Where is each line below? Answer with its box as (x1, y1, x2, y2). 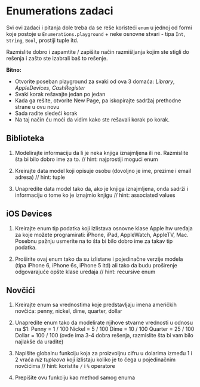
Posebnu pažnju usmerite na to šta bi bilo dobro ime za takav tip (14, 237, 173, 245)
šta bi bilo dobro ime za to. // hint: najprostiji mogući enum (14, 156, 158, 163)
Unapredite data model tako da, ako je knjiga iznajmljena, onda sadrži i (14, 185, 189, 192)
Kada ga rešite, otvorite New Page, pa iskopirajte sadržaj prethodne (14, 97, 181, 104)
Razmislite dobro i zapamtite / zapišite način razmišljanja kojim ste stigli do (6, 48, 189, 55)
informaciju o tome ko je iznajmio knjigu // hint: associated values (14, 191, 176, 199)
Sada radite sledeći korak (14, 109, 78, 117)
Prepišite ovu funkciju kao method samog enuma (14, 374, 136, 381)
